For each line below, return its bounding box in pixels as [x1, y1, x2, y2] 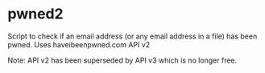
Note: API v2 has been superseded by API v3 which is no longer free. [7, 55, 238, 65]
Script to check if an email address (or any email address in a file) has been [7, 31, 258, 41]
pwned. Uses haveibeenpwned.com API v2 [7, 39, 151, 49]
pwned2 [7, 5, 64, 23]
